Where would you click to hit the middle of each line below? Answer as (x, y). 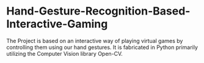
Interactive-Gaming (57, 24)
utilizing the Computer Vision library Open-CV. (65, 53)
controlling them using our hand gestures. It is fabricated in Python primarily (102, 47)
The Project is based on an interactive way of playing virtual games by (95, 41)
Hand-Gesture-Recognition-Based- (98, 11)
